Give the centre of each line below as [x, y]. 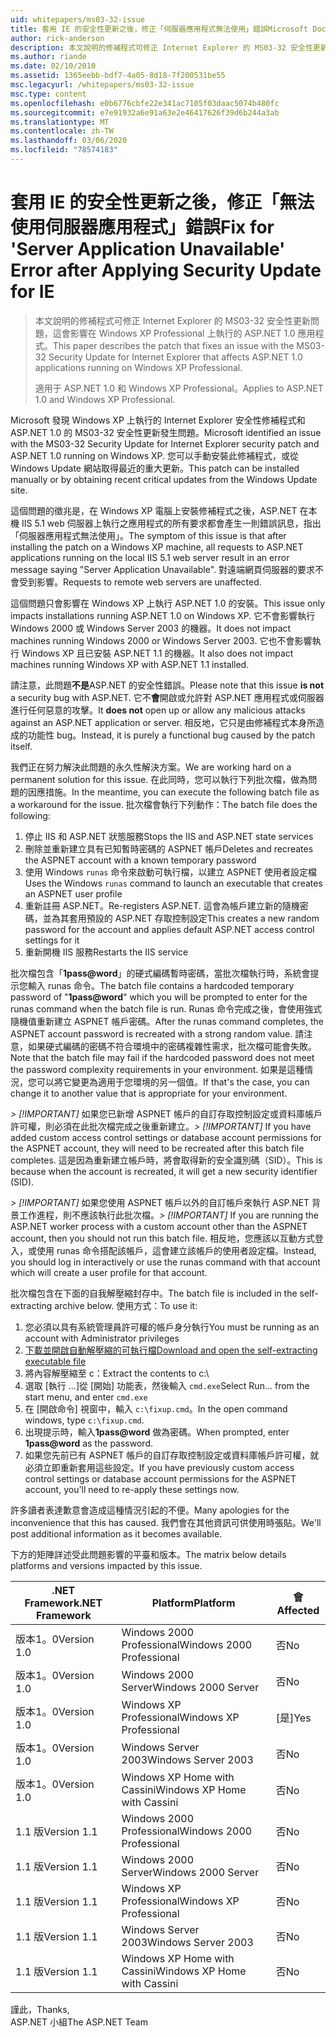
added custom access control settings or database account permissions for [166, 1137]
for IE [32, 292]
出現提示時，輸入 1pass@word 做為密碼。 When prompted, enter [157, 1432]
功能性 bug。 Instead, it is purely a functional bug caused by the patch [171, 735]
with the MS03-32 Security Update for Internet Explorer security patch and [165, 443]
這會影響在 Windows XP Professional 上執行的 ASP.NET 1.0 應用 [184, 333]
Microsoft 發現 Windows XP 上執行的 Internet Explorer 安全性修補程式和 [158, 420]
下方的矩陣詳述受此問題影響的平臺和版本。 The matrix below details [148, 1554]
